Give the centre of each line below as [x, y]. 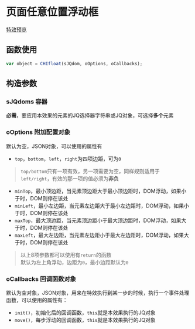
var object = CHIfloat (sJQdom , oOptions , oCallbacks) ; [74, 63]
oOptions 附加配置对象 [38, 132]
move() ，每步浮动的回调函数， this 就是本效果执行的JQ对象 [85, 320]
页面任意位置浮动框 [52, 12]
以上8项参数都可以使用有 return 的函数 [66, 255]
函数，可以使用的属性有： [37, 300]
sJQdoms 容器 [27, 102]
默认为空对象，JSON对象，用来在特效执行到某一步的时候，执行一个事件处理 [98, 293]
